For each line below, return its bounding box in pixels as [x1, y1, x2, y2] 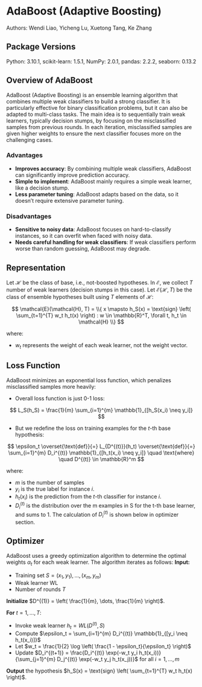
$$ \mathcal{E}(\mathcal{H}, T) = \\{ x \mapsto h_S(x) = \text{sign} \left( [11, 305, 191, 312]
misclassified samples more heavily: [6, 383, 96, 390]
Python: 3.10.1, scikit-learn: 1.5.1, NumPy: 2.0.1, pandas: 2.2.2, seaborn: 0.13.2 [6, 57, 197, 65]
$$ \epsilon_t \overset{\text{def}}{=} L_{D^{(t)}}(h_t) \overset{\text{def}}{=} [7, 443, 195, 450]
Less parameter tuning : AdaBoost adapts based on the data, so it [14, 190, 179, 197]
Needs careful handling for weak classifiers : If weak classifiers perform [14, 238, 196, 246]
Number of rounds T [14, 586, 66, 593]
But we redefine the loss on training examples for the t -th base [14, 424, 171, 432]
